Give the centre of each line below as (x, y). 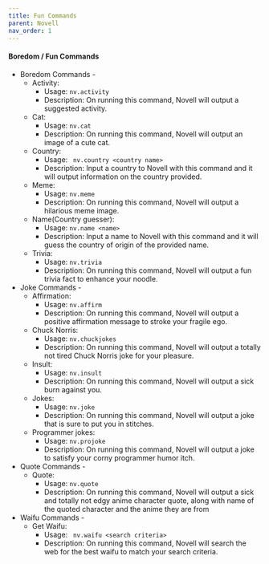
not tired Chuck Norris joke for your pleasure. (119, 355)
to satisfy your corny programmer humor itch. (119, 457)
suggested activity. (75, 108)
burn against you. (73, 389)
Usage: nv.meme (69, 193)
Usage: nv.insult (73, 372)
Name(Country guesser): (73, 219)
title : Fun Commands (43, 16)
